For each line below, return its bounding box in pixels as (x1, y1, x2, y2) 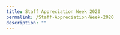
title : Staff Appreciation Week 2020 (6, 8, 101, 15)
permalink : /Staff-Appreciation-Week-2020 (6, 14, 114, 20)
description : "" (6, 20, 47, 26)
